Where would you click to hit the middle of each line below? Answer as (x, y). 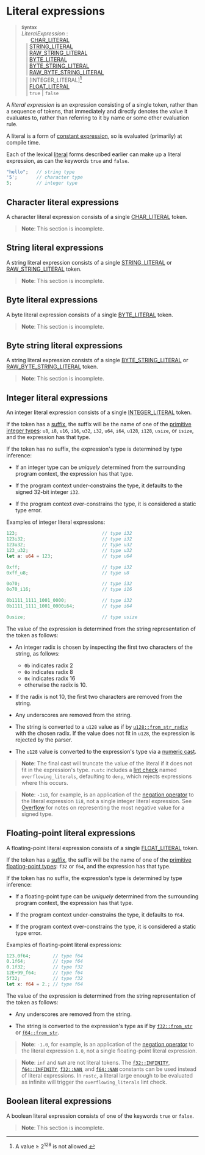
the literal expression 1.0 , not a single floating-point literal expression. (109, 1051)
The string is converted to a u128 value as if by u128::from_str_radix (101, 726)
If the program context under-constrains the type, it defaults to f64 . (99, 914)
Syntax (29, 27)
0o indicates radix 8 (49, 671)
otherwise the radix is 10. (56, 685)
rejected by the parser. (44, 740)
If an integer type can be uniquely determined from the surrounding (100, 467)
